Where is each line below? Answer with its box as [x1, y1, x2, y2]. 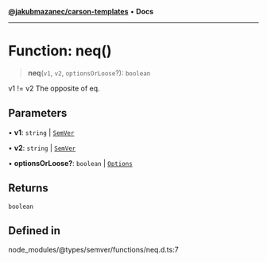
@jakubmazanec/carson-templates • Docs [8, 7, 154, 16]
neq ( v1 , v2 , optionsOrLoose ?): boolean [27, 67, 151, 78]
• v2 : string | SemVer [8, 143, 76, 152]
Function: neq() [8, 42, 113, 60]
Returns [8, 182, 49, 195]
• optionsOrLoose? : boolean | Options [8, 158, 133, 168]
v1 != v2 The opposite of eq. [8, 83, 101, 93]
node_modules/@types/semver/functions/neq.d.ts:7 [8, 245, 179, 255]
